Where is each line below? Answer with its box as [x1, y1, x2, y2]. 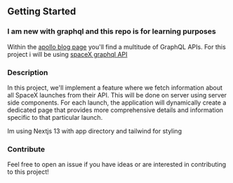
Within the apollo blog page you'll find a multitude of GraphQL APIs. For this [7, 42, 226, 51]
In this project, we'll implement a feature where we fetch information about [7, 83, 223, 92]
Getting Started [7, 6, 76, 18]
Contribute [7, 144, 46, 154]
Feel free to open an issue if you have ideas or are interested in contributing [7, 161, 227, 169]
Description [7, 67, 48, 77]
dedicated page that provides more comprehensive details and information [7, 105, 223, 114]
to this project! [7, 168, 49, 176]
